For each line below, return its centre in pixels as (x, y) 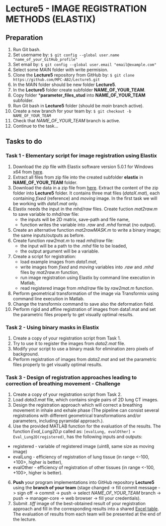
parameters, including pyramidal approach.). (58, 421)
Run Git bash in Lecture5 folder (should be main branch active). (78, 106)
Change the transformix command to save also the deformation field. (83, 304)
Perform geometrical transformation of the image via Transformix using (86, 293)
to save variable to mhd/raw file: (46, 214)
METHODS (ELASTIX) (51, 19)
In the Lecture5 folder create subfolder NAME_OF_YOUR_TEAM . (79, 90)
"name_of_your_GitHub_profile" (45, 60)
